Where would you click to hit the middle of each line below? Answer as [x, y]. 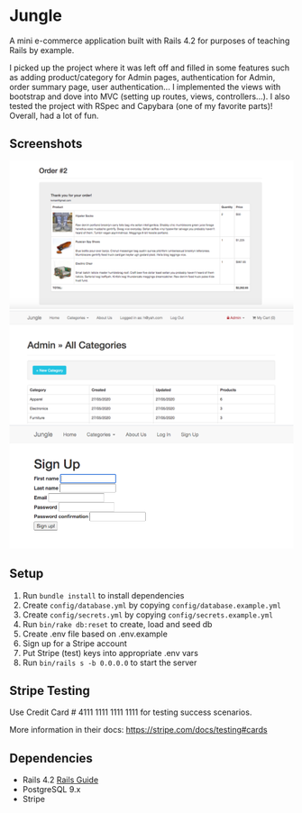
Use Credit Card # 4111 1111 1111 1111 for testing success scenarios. [131, 712]
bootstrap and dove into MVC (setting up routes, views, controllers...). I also [150, 96]
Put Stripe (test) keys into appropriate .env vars [110, 653]
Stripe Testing [50, 691]
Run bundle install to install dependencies [103, 595]
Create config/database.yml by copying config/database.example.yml [151, 605]
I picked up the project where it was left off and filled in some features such [150, 68]
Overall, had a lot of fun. [54, 115]
